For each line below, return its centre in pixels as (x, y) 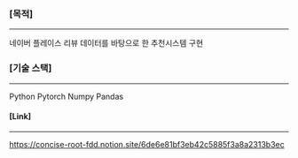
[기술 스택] (31, 68)
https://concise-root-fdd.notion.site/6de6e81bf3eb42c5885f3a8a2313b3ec (147, 144)
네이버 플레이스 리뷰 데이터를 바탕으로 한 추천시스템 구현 (106, 43)
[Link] (20, 117)
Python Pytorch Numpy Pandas (67, 96)
